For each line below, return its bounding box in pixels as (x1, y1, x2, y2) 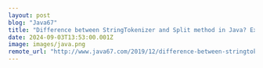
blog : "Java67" (8, 19, 58, 27)
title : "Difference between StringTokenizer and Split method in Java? (8, 26, 247, 34)
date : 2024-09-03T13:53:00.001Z (8, 33, 113, 41)
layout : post (8, 11, 51, 20)
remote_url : (8, 48, 47, 55)
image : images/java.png (8, 41, 86, 48)
